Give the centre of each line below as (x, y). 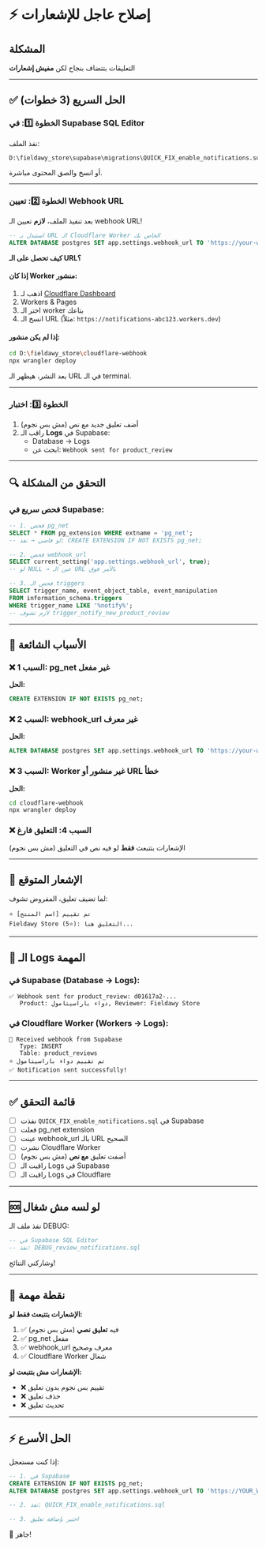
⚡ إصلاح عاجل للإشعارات (80, 15)
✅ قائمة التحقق (42, 1102)
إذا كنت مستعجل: (34, 1462)
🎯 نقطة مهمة (37, 1295)
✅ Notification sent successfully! (68, 1070)
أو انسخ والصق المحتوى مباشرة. (56, 172)
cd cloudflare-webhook (46, 803)
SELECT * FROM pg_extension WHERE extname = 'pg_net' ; (101, 533)
